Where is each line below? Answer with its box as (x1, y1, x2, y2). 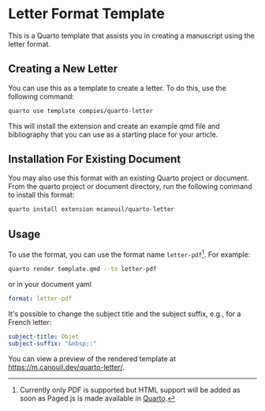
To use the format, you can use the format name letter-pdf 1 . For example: (8, 248, 251, 259)
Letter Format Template (8, 5, 166, 23)
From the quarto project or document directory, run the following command (8, 182, 252, 191)
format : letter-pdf (8, 294, 73, 303)
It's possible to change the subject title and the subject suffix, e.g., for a (8, 309, 241, 319)
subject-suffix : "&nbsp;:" (8, 340, 97, 348)
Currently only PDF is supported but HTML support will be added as (19, 385, 241, 395)
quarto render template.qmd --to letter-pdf (8, 265, 157, 273)
